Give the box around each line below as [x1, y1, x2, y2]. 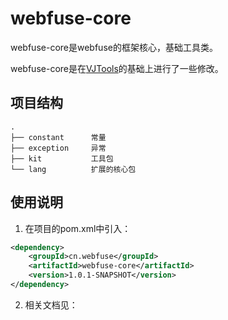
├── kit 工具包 [10, 153, 114, 164]
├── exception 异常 [10, 143, 107, 153]
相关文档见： [24, 298, 78, 311]
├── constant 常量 [10, 132, 107, 142]
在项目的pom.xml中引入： [24, 222, 132, 234]
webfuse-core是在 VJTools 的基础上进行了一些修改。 [10, 62, 224, 74]
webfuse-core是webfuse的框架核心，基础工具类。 [10, 41, 218, 53]
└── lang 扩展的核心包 [10, 164, 137, 174]
